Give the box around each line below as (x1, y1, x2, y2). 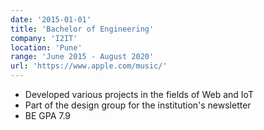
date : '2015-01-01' (10, 14, 92, 25)
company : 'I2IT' (10, 33, 78, 43)
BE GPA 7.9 (24, 110, 72, 121)
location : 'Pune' (10, 42, 83, 53)
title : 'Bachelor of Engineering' (10, 24, 155, 34)
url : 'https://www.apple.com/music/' (10, 61, 168, 71)
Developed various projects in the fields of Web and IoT (24, 89, 254, 100)
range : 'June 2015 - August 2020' (10, 52, 155, 62)
